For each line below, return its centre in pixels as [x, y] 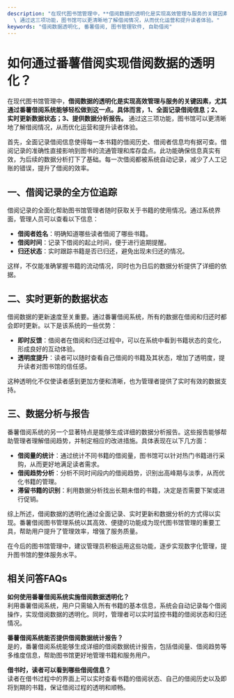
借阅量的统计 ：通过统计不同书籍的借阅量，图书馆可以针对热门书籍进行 [118, 455]
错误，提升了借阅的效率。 [56, 168]
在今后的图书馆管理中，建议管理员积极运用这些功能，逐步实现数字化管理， [114, 546]
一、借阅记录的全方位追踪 [62, 192]
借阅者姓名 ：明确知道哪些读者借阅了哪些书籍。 [84, 234]
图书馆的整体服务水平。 [47, 555]
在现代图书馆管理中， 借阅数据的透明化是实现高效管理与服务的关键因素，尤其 [117, 101]
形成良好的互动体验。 [48, 349]
